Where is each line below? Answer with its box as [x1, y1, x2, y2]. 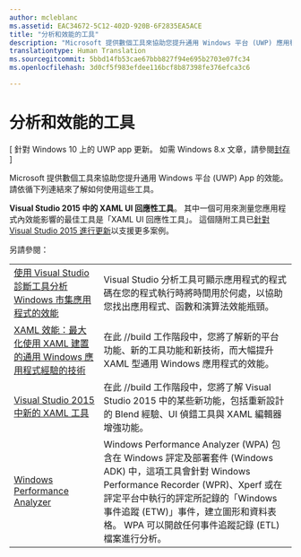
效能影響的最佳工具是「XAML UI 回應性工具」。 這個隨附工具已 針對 [24, 213, 271, 224]
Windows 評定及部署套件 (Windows [124, 451, 273, 464]
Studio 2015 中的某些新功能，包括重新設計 [103, 394, 285, 406]
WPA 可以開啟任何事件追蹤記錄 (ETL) [124, 518, 280, 531]
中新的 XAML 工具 [13, 406, 90, 419]
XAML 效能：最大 [13, 324, 87, 336]
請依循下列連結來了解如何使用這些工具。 [9, 183, 159, 194]
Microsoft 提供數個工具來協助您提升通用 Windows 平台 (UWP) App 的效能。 [9, 172, 288, 183]
